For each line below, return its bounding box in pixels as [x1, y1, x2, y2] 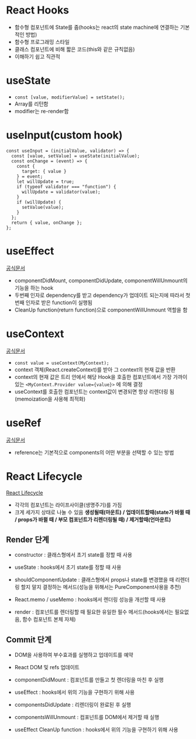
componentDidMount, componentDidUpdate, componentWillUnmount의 [14, 277, 188, 284]
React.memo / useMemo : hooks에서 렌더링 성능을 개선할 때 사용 [14, 596, 166, 603]
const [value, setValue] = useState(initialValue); [11, 153, 140, 159]
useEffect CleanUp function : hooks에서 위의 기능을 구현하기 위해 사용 [14, 726, 178, 733]
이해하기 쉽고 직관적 [14, 53, 60, 60]
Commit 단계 [6, 635, 51, 645]
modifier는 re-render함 [14, 107, 69, 114]
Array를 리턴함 [14, 100, 49, 107]
